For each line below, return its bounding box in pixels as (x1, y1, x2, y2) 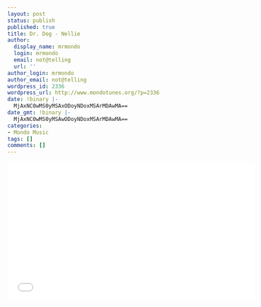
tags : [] (7, 135, 33, 142)
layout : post (7, 10, 46, 18)
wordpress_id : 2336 (7, 83, 65, 90)
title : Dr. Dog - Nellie (7, 30, 81, 37)
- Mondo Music (7, 129, 50, 136)
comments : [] (7, 142, 46, 149)
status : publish (7, 17, 55, 24)
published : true (7, 23, 55, 30)
